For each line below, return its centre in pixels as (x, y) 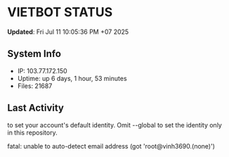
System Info (34, 54)
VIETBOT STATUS (60, 12)
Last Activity (36, 108)
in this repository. (32, 132)
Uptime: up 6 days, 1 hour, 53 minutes (72, 78)
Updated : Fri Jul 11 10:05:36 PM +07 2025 (68, 32)
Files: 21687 (35, 86)
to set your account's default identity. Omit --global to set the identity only (115, 125)
